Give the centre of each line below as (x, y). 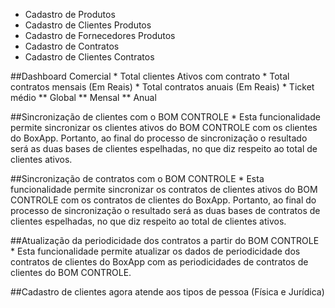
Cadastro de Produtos (70, 14)
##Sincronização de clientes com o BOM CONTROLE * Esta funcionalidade (165, 117)
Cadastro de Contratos (72, 46)
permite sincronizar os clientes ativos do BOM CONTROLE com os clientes (164, 127)
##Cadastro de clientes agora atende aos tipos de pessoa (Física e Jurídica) (167, 292)
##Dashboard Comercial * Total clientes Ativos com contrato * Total (150, 76)
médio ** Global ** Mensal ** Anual (83, 97)
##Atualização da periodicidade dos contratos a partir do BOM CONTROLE (165, 240)
